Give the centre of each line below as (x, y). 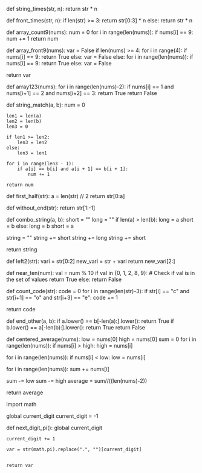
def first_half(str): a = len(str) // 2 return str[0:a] (66, 196)
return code (21, 309)
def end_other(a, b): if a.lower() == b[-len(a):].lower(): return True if (90, 321)
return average (25, 392)
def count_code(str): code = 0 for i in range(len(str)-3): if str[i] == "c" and (98, 291)
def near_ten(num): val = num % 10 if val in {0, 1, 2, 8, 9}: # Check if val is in (101, 273)
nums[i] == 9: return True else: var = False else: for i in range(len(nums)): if (100, 57)
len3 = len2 (32, 142)
